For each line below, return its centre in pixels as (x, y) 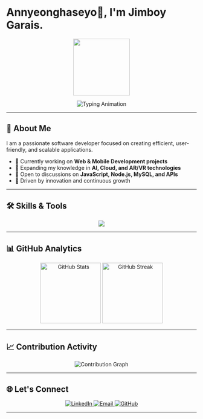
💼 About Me (29, 128)
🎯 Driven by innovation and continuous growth (73, 180)
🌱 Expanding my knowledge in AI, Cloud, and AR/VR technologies (98, 167)
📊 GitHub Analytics (44, 248)
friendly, (17, 149)
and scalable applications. (60, 149)
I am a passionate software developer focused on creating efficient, (90, 143)
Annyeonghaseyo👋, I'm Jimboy (86, 12)
